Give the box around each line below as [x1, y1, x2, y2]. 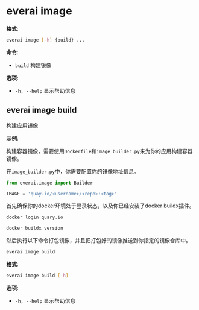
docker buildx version [6, 225, 63, 232]
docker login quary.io [6, 214, 63, 221]
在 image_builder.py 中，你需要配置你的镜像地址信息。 [6, 168, 140, 175]
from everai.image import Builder [6, 180, 93, 186]
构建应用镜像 [6, 122, 38, 129]
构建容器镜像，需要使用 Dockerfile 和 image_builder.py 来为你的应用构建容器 [6, 147, 193, 154]
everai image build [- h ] [6, 273, 69, 279]
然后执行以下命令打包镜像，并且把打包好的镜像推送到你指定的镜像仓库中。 [6, 237, 191, 244]
